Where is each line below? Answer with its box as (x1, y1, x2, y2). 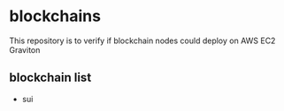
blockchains (9, 6, 102, 26)
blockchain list (9, 70, 92, 85)
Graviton (9, 44, 41, 55)
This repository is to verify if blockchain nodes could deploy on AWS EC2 (9, 35, 276, 46)
